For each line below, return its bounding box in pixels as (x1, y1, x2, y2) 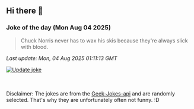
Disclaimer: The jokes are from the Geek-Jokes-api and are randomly (6, 90, 175, 97)
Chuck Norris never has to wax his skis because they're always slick (20, 37, 188, 44)
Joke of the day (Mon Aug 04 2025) (6, 24, 111, 32)
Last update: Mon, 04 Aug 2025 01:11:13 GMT (6, 54, 117, 62)
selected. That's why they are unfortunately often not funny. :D (6, 96, 160, 103)
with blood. (20, 43, 49, 50)
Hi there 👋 (6, 6, 43, 16)
